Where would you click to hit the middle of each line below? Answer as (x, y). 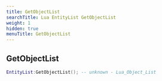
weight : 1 (19, 23)
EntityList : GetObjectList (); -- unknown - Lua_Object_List (81, 72)
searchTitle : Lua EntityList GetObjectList (61, 17)
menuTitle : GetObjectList (38, 34)
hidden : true (22, 28)
